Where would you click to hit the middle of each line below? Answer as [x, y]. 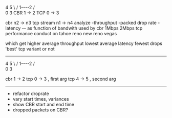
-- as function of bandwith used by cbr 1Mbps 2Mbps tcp [82, 28]
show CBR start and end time [44, 104]
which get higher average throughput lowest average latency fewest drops [84, 43]
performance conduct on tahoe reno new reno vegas [61, 33]
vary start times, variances [41, 99]
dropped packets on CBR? [40, 110]
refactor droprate [31, 93]
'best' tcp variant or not [30, 49]
